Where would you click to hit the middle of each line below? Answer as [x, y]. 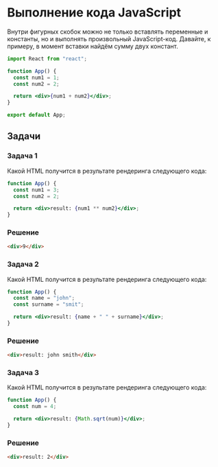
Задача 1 [22, 156]
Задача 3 [23, 373]
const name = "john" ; [44, 298]
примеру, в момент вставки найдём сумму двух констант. [93, 46]
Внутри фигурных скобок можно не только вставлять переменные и [108, 32]
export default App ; [37, 115]
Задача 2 [23, 264]
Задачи [24, 136]
